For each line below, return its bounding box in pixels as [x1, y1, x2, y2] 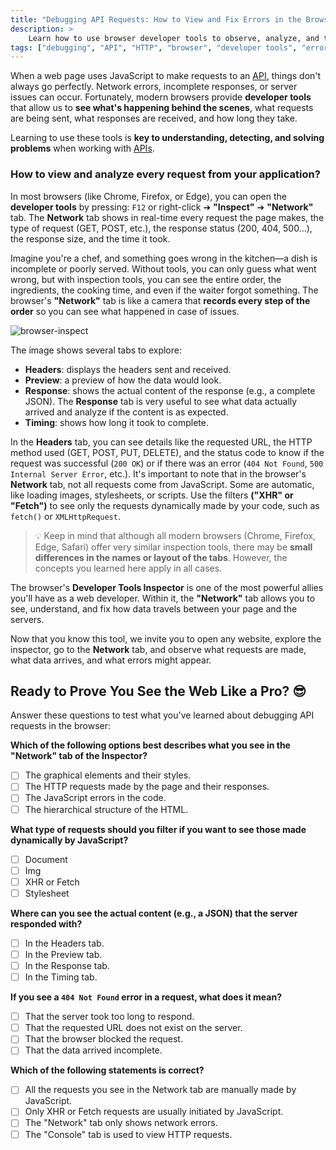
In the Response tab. [24, 959, 110, 971]
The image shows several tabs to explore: [10, 344, 182, 356]
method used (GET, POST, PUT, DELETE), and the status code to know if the [10, 446, 325, 458]
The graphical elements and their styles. [24, 769, 192, 781]
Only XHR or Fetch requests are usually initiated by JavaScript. [24, 1106, 284, 1118]
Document [24, 853, 68, 865]
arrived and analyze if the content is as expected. [24, 406, 229, 418]
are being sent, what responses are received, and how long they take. [10, 112, 298, 125]
